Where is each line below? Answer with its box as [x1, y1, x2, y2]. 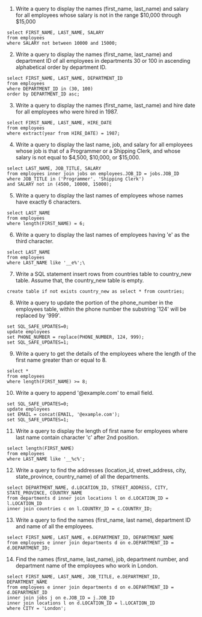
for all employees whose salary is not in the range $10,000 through [15, 11, 182, 19]
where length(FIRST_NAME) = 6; [7, 220, 85, 226]
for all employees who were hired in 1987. [15, 108, 118, 115]
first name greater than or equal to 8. [15, 356, 107, 363]
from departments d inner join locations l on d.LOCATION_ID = [7, 495, 169, 501]
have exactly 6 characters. [15, 199, 82, 205]
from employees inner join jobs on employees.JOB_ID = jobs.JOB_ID [7, 171, 180, 177]
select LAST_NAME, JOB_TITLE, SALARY [7, 165, 102, 171]
